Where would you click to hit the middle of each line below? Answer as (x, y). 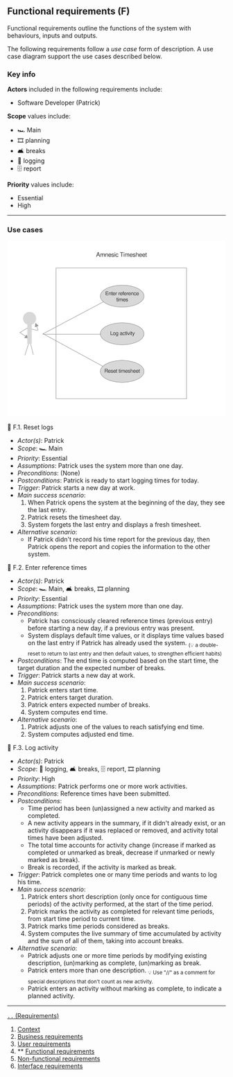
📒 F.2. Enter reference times (47, 567)
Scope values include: (39, 116)
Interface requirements (50, 1066)
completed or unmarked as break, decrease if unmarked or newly (121, 852)
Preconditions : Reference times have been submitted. (94, 794)
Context (28, 1029)
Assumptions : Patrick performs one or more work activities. (102, 787)
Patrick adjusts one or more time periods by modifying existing (117, 956)
